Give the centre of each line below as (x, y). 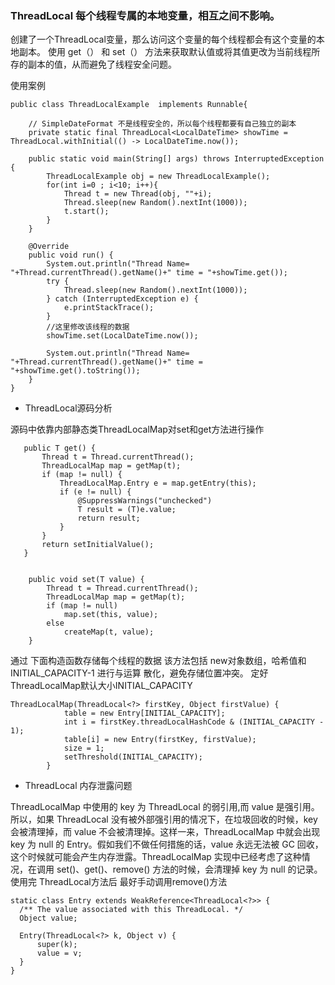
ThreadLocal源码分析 (68, 408)
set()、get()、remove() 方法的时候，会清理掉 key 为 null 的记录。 (189, 869)
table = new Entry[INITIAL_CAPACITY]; (144, 713)
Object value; (48, 918)
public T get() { (60, 448)
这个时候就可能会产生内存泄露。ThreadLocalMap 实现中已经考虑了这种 (156, 857)
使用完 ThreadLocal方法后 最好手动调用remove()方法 (119, 882)
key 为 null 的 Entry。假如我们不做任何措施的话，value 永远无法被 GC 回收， (167, 844)
